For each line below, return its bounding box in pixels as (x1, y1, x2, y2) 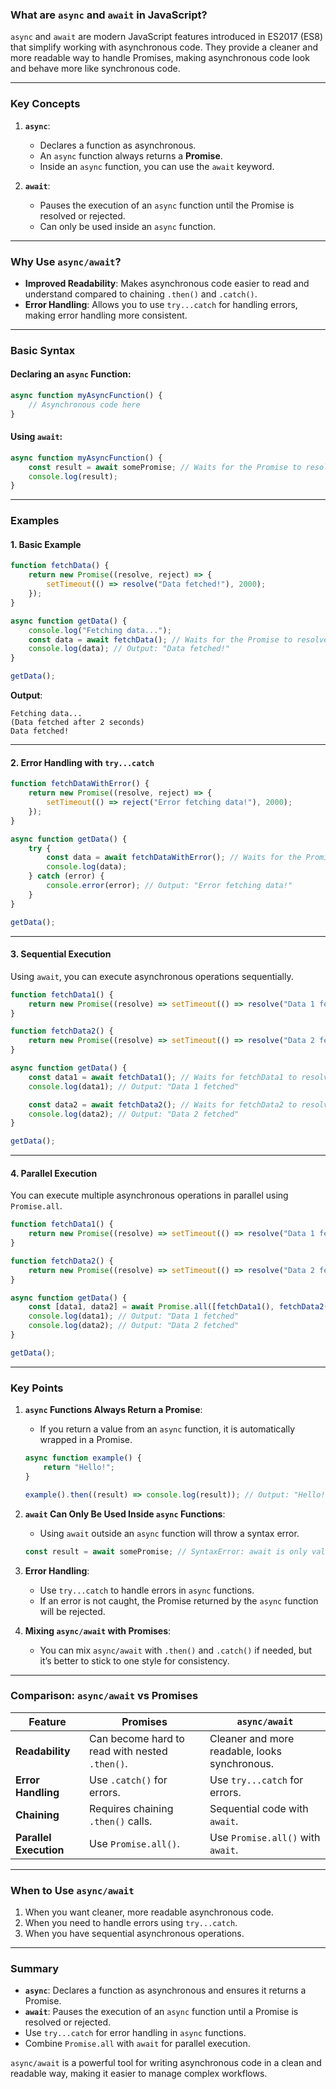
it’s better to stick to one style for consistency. (39, 1654, 230, 1667)
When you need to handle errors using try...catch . (24, 1917, 238, 1929)
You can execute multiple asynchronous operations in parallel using (10, 1189, 289, 1202)
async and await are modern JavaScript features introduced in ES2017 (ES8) (10, 31, 324, 43)
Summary (10, 1962, 60, 1976)
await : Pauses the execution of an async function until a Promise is (24, 2006, 299, 2018)
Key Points (10, 1381, 64, 1395)
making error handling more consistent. (24, 309, 188, 321)
